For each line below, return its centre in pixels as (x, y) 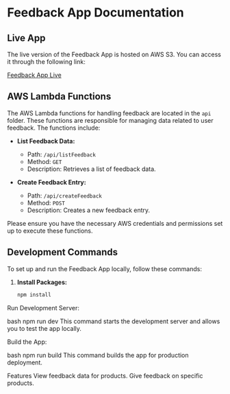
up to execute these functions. (50, 231)
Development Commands (63, 252)
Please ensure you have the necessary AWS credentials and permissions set (115, 223)
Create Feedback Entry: (52, 182)
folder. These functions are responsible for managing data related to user (110, 120)
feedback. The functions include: (54, 128)
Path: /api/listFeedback (61, 154)
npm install (34, 294)
